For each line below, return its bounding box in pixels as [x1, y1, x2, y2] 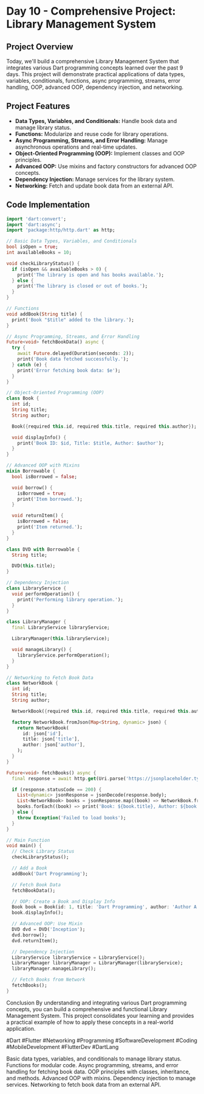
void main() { [6, 842, 42, 849]
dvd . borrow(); [12, 932, 47, 938]
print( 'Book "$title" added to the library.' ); [12, 317, 135, 323]
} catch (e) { [12, 361, 47, 368]
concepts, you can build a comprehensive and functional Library [6, 1005, 168, 1012]
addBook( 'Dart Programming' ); [12, 870, 88, 877]
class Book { [6, 395, 39, 401]
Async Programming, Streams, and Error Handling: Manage [15, 136, 168, 144]
